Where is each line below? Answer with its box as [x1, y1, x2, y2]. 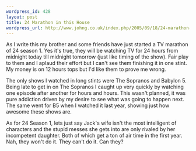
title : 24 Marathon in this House [6, 19, 90, 25]
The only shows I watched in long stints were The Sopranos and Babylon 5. [6, 77, 187, 84]
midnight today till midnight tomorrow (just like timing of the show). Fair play [6, 53, 189, 60]
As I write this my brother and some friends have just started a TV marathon [6, 41, 188, 48]
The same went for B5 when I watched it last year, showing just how [6, 102, 170, 109]
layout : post [6, 14, 38, 20]
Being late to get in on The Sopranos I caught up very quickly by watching [6, 83, 184, 91]
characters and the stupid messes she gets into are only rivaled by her [6, 126, 176, 133]
